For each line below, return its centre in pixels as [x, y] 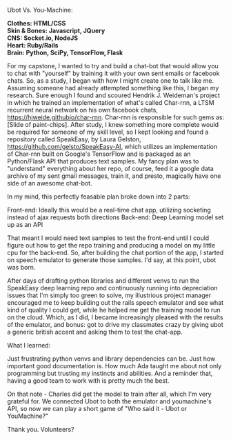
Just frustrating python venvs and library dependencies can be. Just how [111, 359]
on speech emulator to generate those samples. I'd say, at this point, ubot [111, 260]
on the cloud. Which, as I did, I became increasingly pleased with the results [115, 317]
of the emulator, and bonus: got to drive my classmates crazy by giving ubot [115, 324]
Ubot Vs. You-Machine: [40, 10]
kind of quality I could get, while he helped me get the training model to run [114, 310]
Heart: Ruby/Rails [33, 45]
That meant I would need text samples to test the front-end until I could [108, 238]
